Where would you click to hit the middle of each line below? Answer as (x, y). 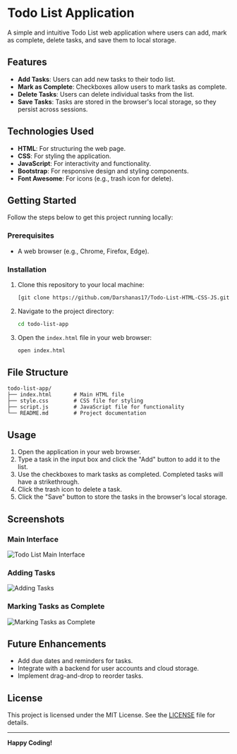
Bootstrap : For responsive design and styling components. (103, 171)
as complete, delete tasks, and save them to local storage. (92, 39)
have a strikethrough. (48, 482)
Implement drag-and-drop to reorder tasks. (80, 676)
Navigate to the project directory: (66, 311)
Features (27, 62)
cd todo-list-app (43, 324)
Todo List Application (71, 13)
